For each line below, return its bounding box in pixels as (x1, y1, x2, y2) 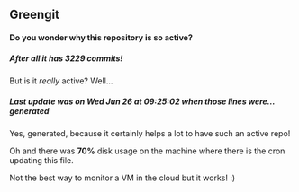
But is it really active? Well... (9, 75, 113, 86)
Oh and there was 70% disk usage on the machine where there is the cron (9, 145, 285, 156)
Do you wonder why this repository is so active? (9, 31, 194, 43)
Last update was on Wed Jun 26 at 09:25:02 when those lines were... (9, 96, 276, 107)
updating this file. (9, 154, 74, 165)
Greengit (9, 7, 60, 22)
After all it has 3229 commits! (9, 53, 123, 64)
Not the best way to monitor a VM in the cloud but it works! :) (9, 172, 236, 183)
